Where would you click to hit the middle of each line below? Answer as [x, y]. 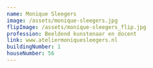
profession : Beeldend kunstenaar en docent [72, 34]
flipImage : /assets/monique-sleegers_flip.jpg [76, 27]
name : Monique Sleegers [42, 14]
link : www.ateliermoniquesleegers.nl [62, 40]
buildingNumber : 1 [34, 47]
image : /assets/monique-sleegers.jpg [62, 21]
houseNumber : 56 [30, 54]
